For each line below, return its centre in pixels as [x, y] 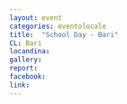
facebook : [28, 77]
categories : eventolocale [58, 26]
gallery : [26, 60]
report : [24, 69]
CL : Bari [26, 43]
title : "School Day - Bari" [64, 34]
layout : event [36, 18]
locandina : [30, 52]
